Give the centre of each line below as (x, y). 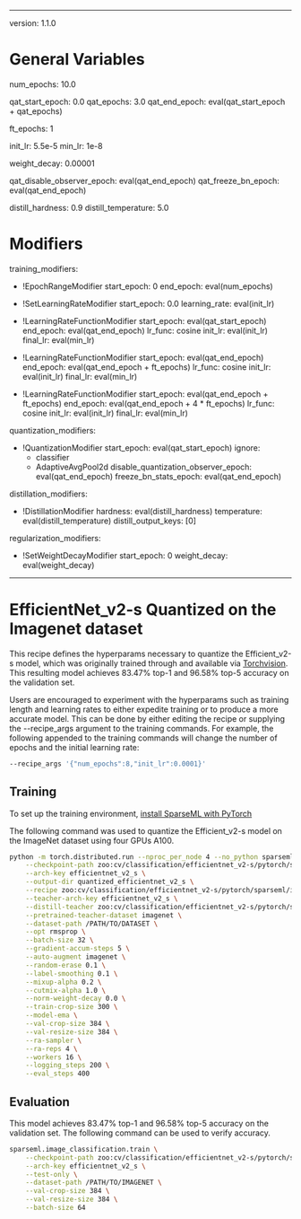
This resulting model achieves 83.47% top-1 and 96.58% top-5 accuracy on (149, 672)
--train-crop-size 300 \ (72, 1007)
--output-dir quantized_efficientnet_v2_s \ (110, 882)
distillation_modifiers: (48, 494)
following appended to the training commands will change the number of (143, 738)
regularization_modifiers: (55, 538)
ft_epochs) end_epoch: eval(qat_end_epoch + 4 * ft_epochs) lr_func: (148, 403)
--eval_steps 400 (58, 1074)
